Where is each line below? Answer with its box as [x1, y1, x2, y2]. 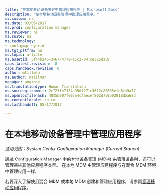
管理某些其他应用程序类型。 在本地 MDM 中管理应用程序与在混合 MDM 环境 [5, 162, 157, 168]
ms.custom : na [5, 16, 34, 21]
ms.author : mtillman [5, 75, 47, 80]
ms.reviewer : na [5, 30, 38, 35]
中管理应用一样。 [5, 168, 39, 174]
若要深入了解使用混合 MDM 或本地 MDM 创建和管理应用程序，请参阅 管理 [5, 178, 151, 184]
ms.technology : [5, 39, 36, 44]
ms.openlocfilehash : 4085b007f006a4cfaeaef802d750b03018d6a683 [5, 93, 136, 98]
